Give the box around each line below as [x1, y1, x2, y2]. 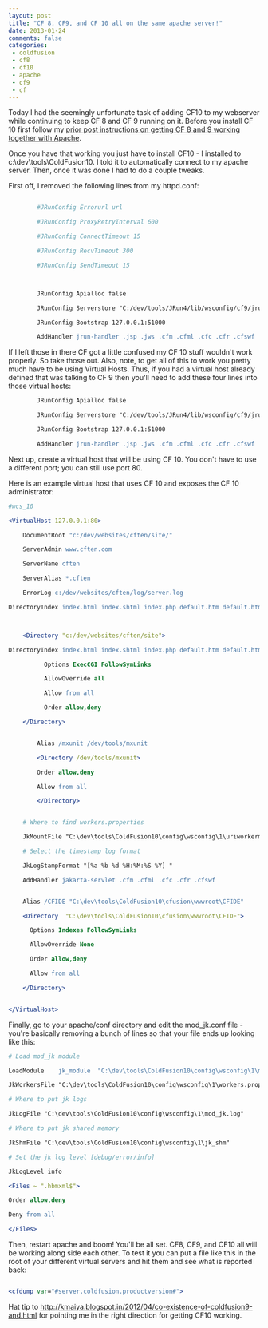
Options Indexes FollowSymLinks [29, 926, 137, 934]
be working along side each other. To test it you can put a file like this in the [8, 1248, 257, 1258]
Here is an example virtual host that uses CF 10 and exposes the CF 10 [8, 478, 239, 488]
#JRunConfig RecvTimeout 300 [37, 247, 134, 255]
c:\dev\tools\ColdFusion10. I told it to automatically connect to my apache [8, 157, 249, 167]
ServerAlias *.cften [22, 574, 91, 583]
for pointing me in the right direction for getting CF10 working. [38, 1310, 242, 1320]
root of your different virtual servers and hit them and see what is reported [8, 1257, 253, 1266]
